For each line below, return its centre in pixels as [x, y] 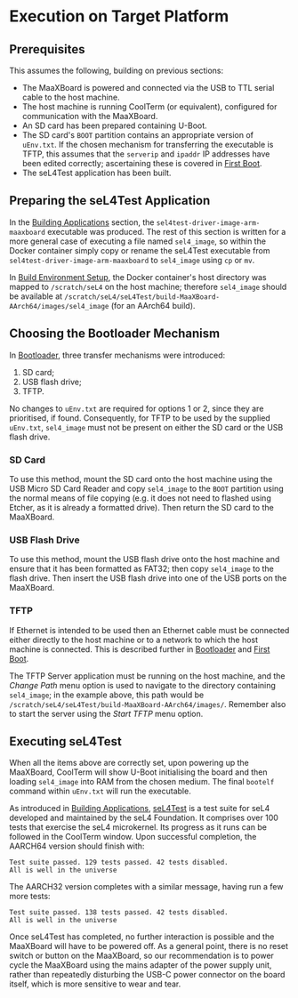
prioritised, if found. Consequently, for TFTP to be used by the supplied [140, 418]
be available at [36, 296]
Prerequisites [47, 49]
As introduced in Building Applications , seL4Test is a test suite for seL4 [140, 809]
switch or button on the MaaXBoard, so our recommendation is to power [141, 956]
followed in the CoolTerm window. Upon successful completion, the [133, 837]
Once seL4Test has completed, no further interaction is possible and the [142, 937]
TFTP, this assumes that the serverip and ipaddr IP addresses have [146, 154]
